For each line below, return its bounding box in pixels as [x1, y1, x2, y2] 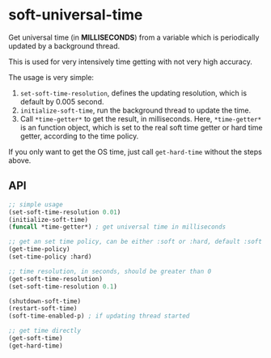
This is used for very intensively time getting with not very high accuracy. [8, 57, 252, 66]
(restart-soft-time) [8, 305, 78, 313]
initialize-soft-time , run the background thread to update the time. [19, 105, 252, 115]
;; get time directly [8, 326, 82, 335]
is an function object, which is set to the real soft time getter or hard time [19, 122, 263, 132]
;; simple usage [8, 200, 63, 208]
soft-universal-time [8, 6, 143, 24]
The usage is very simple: [8, 72, 95, 82]
